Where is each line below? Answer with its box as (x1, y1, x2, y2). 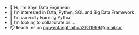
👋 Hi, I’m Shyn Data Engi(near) (9, 5, 70, 10)
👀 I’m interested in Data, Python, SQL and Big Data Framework (9, 9, 135, 15)
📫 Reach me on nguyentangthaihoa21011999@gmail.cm (9, 25, 123, 30)
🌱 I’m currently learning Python (9, 15, 72, 20)
